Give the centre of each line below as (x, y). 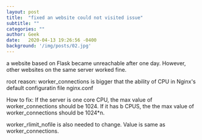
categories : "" (26, 29)
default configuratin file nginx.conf (50, 88)
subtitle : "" (23, 23)
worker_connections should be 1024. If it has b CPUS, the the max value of (100, 106)
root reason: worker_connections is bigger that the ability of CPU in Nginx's (101, 81)
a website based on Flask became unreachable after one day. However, (96, 63)
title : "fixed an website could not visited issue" (75, 18)
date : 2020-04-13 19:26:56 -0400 (52, 40)
